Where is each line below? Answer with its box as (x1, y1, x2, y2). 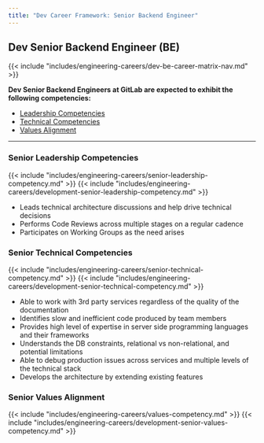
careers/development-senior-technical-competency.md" (8, 282, 192, 291)
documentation (19, 305, 69, 315)
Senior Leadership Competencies (8, 153, 139, 164)
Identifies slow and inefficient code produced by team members (19, 314, 227, 323)
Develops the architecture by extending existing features (19, 372, 203, 382)
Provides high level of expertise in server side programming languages (19, 322, 249, 331)
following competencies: (8, 94, 92, 103)
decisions (19, 210, 51, 220)
